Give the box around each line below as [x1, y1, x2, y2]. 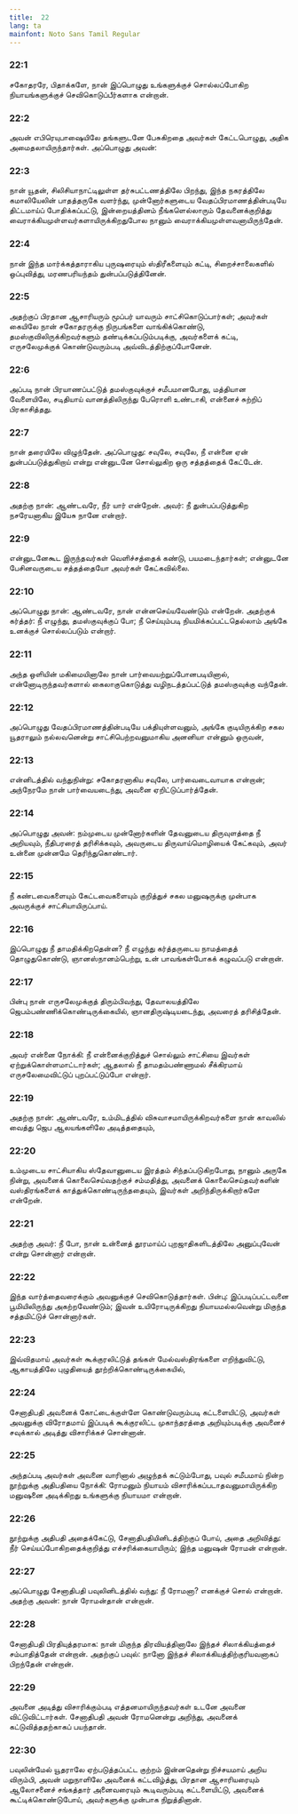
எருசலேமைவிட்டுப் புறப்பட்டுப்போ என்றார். [9, 1068, 152, 1080]
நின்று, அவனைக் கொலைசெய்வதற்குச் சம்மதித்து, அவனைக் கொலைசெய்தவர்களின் [9, 1175, 280, 1186]
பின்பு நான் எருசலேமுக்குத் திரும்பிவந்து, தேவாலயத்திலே [9, 996, 200, 1007]
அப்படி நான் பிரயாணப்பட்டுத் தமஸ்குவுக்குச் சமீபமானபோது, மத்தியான [9, 384, 247, 395]
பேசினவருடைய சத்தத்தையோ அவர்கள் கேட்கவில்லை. [9, 563, 190, 573]
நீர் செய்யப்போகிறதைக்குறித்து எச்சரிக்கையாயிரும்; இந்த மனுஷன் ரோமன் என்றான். [9, 1543, 288, 1554]
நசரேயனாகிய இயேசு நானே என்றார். [9, 509, 128, 520]
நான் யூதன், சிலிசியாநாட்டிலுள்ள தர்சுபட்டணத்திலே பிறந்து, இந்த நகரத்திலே [9, 185, 265, 196]
